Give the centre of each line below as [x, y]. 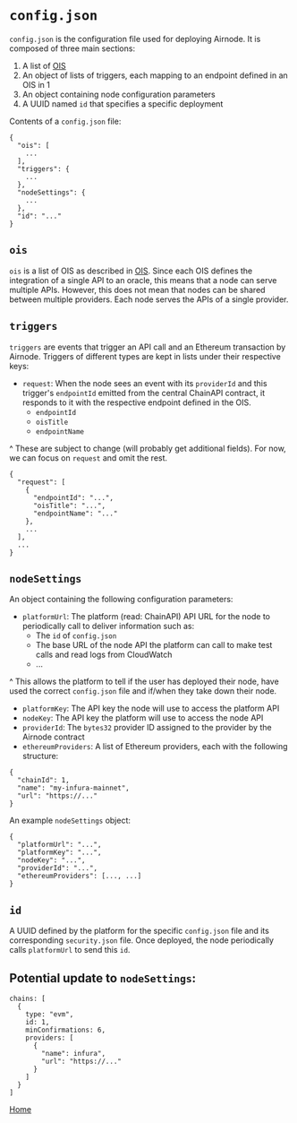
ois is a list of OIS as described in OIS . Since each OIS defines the [131, 271]
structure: [40, 756]
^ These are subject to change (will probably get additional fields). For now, [148, 448]
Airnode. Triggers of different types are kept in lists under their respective [145, 356]
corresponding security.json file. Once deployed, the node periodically [142, 940]
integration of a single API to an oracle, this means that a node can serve [143, 280]
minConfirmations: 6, [65, 1030]
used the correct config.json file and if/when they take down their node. [143, 691]
